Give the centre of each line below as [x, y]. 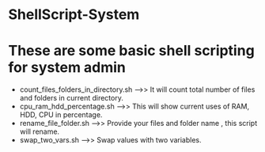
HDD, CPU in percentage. [61, 115]
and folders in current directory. [72, 98]
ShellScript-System [74, 15]
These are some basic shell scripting [131, 51]
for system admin [67, 68]
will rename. [40, 131]
